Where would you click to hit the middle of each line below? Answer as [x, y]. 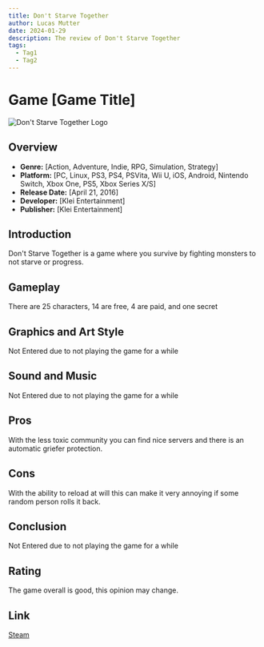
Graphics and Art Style [66, 332]
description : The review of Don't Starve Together [94, 38]
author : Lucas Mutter [44, 23]
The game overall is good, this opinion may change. [93, 590]
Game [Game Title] [72, 100]
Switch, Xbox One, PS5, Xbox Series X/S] [88, 183]
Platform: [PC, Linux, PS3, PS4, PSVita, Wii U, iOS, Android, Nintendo [134, 175]
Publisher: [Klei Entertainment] [71, 209]
